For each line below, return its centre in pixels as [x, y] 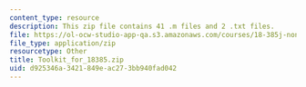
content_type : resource [55, 18]
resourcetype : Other [49, 52]
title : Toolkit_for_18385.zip [67, 60]
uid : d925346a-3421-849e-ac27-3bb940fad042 [93, 69]
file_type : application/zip [63, 43]
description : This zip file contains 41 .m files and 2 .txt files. [142, 26]
